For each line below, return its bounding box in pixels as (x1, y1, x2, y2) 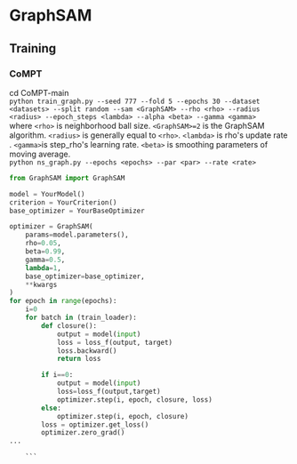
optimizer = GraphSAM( (9, 222, 93, 231)
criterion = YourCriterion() (9, 197, 117, 207)
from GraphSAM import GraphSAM (9, 173, 125, 182)
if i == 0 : (41, 371, 74, 380)
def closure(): (41, 321, 98, 330)
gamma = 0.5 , (25, 255, 66, 264)
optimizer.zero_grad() (41, 428, 125, 437)
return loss (56, 355, 101, 364)
